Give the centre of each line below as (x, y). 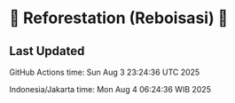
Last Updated (47, 51)
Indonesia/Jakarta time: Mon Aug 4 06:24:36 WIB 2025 (110, 89)
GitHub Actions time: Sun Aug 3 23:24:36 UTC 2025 (105, 72)
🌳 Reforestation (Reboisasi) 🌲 (119, 18)
